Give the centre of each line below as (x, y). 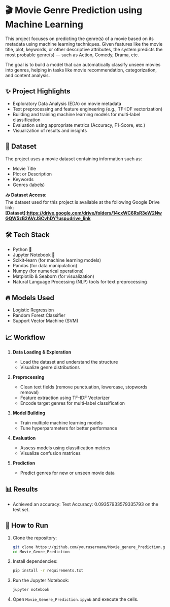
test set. (21, 509)
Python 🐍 (22, 249)
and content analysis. (28, 75)
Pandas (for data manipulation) (45, 266)
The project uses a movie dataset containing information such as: (74, 159)
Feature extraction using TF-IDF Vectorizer (65, 398)
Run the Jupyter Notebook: (41, 580)
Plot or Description (32, 174)
